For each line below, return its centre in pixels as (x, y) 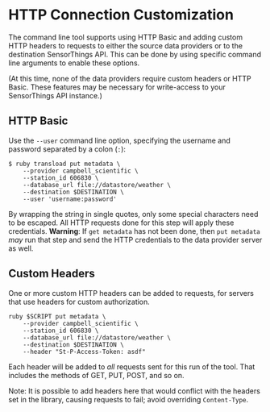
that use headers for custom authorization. (79, 302)
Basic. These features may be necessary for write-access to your (117, 87)
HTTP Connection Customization (121, 15)
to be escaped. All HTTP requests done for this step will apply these (121, 223)
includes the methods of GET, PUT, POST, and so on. (96, 375)
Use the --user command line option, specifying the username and (120, 140)
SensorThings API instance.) (55, 95)
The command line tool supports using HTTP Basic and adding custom (126, 37)
